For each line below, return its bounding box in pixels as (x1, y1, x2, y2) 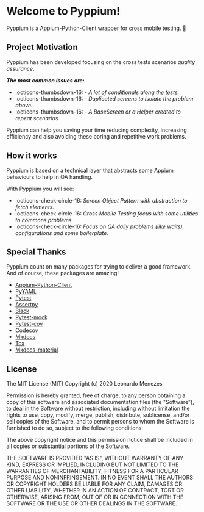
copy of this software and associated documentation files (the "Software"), (6, 398, 195, 406)
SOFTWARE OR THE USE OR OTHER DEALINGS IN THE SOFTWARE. (6, 500, 177, 507)
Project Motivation (6, 42, 78, 52)
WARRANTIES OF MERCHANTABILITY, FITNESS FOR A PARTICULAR (6, 467, 178, 475)
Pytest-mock (15, 314, 47, 321)
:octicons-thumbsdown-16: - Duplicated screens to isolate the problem (15, 95, 194, 102)
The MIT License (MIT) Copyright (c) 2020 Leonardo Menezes (6, 380, 163, 388)
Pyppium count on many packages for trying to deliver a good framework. (6, 263, 192, 270)
